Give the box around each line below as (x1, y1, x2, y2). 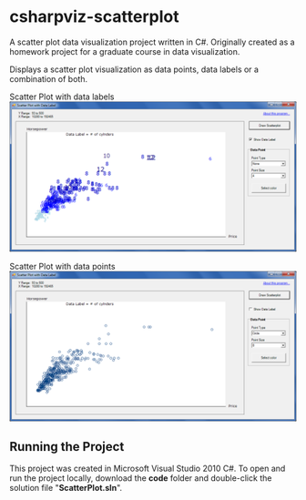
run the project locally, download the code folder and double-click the (9, 473, 272, 484)
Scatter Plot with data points (9, 260, 116, 271)
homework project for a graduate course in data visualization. (9, 46, 240, 56)
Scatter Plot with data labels (9, 91, 115, 102)
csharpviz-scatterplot (9, 6, 179, 27)
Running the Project (9, 439, 125, 454)
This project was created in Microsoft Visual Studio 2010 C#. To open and (9, 463, 286, 474)
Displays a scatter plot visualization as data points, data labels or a (9, 64, 260, 75)
